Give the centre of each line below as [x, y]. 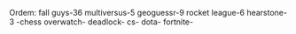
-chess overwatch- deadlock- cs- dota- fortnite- [105, 22]
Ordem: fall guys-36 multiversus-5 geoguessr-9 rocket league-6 [127, 13]
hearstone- [267, 13]
